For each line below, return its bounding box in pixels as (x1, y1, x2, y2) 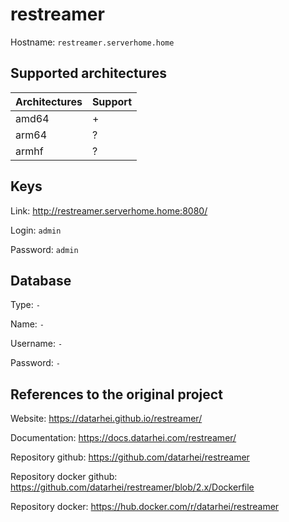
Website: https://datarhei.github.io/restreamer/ (10, 413, 203, 425)
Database (10, 272, 72, 289)
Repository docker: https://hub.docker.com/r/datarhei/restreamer (10, 501, 280, 513)
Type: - (10, 299, 41, 311)
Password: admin (10, 243, 79, 255)
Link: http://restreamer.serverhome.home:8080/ (10, 204, 208, 217)
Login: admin (10, 224, 62, 236)
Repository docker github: (10, 471, 118, 483)
